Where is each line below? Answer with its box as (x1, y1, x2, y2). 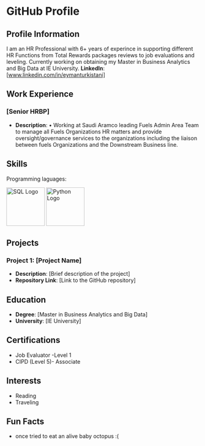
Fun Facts (6, 417, 45, 427)
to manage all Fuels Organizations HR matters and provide (15, 128, 162, 135)
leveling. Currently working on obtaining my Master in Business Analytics (6, 58, 191, 65)
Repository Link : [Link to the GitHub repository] (15, 276, 136, 284)
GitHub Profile (6, 4, 80, 18)
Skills (6, 158, 28, 170)
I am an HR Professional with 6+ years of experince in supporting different (6, 45, 193, 52)
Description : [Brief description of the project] (15, 270, 130, 278)
